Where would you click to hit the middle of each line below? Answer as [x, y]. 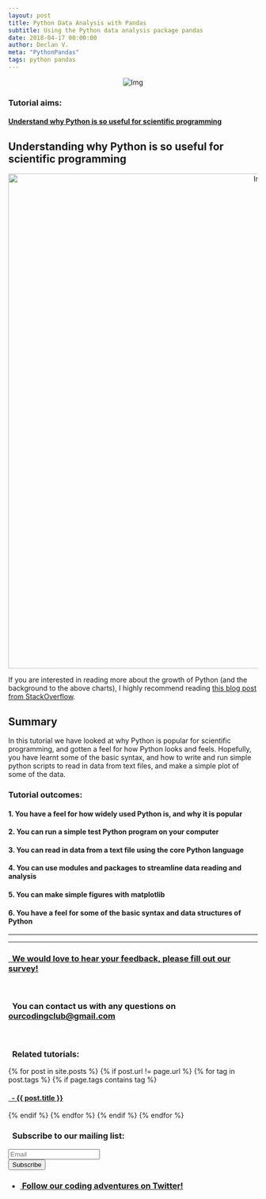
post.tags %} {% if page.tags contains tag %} [82, 1079]
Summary [33, 721]
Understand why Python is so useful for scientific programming [115, 122]
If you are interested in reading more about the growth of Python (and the [128, 680]
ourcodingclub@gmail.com [62, 1016]
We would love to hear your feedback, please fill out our [121, 959]
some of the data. [37, 775]
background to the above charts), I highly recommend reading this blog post [133, 688]
